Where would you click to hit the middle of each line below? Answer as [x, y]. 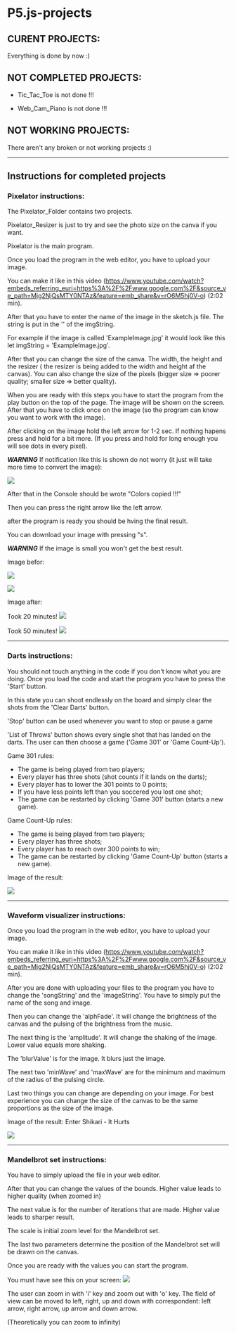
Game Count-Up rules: [40, 820]
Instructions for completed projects [87, 176]
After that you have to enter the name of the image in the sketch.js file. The [116, 317]
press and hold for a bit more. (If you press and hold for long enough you [113, 439]
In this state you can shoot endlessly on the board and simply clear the [110, 700]
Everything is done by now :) [48, 56]
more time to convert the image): [55, 467]
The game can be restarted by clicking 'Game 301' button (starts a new [120, 799]
